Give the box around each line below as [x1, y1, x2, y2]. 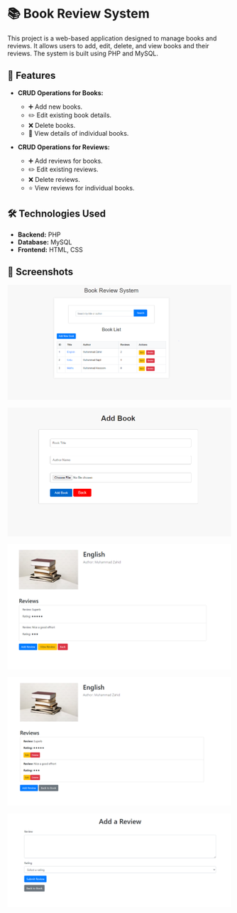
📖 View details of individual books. [28, 129, 129, 137]
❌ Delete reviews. [28, 175, 80, 183]
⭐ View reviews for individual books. [28, 183, 135, 192]
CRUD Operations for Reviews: [17, 143, 110, 151]
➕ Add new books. [28, 102, 83, 111]
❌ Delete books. [28, 121, 76, 129]
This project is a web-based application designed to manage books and [7, 33, 217, 43]
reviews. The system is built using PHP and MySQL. [7, 49, 158, 58]
